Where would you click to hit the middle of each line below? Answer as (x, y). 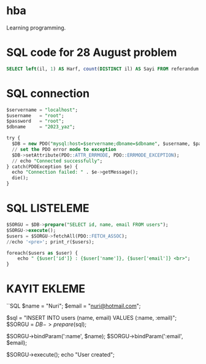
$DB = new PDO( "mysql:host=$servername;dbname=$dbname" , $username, (101, 144)
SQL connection (48, 93)
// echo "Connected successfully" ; (57, 161)
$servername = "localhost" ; (42, 110)
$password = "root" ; (35, 121)
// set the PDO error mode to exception (64, 149)
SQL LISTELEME (48, 208)
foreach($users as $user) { (42, 253)
